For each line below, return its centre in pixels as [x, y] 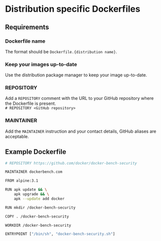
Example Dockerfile [36, 152]
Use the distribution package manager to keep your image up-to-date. [76, 75]
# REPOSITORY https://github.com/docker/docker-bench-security [71, 163]
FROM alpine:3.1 [22, 181]
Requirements [27, 27]
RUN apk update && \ [26, 190]
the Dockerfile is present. [31, 103]
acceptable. [17, 136]
